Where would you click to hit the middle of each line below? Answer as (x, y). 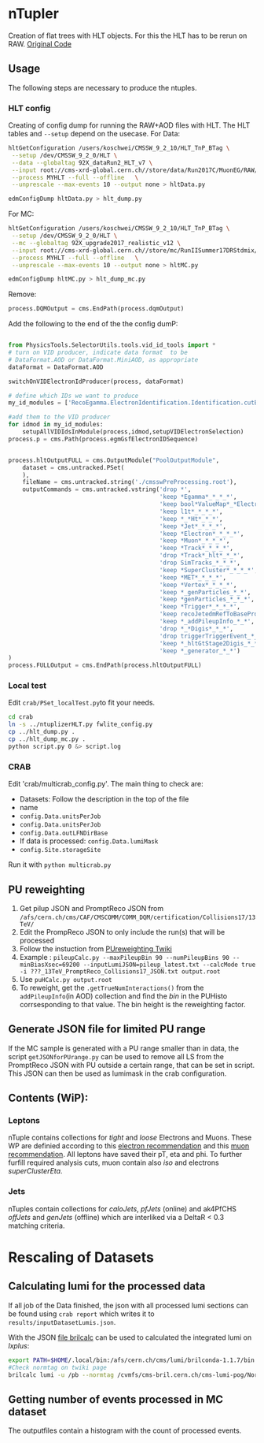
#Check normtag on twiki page (58, 1367)
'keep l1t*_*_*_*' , (191, 511)
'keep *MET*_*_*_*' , (192, 577)
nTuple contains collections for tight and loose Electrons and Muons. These (130, 1138)
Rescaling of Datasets (81, 1257)
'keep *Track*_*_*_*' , (196, 549)
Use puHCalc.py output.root (66, 979)
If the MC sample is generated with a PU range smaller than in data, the (124, 1048)
